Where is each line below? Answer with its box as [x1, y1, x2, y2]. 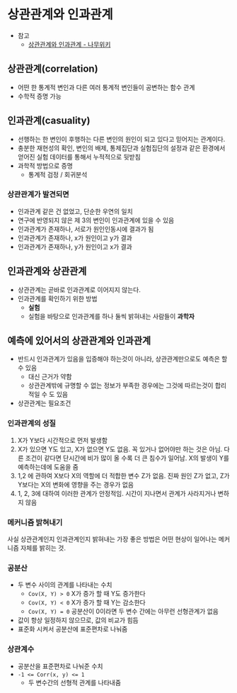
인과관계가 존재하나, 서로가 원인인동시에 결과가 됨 [17, 225, 154, 233]
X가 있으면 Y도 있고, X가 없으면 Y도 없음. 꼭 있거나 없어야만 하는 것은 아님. [17, 444, 223, 453]
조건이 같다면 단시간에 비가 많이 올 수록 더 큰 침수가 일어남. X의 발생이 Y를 [25, 453, 230, 462]
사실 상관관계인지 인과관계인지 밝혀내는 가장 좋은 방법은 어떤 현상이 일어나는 [7, 535, 217, 543]
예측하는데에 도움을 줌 [17, 462, 79, 471]
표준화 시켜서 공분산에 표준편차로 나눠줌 [17, 625, 128, 633]
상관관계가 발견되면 [7, 189, 69, 199]
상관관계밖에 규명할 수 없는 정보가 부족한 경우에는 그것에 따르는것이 [28, 381, 214, 390]
